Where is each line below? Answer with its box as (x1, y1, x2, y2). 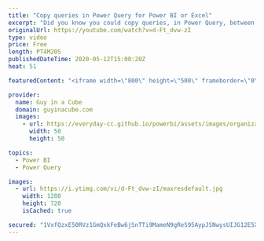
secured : (8, 221, 37, 228)
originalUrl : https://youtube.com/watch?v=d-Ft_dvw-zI (8, 26, 192, 34)
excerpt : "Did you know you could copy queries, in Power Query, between (8, 19, 255, 27)
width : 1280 (22, 192, 61, 200)
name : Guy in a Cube (15, 98, 82, 106)
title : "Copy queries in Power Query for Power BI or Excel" (8, 11, 213, 20)
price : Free (8, 41, 47, 49)
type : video (8, 33, 47, 42)
